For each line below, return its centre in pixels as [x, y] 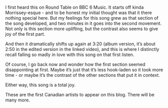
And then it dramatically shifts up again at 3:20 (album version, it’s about [80, 44]
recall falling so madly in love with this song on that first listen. [70, 55]
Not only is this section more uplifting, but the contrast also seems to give [82, 29]
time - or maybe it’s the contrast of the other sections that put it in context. [83, 75]
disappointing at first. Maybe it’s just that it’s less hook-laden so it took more [84, 70]
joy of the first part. [25, 34]
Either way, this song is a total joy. [40, 85]
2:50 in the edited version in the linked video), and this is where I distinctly [82, 49]
